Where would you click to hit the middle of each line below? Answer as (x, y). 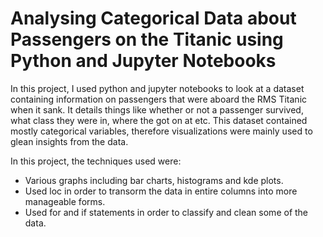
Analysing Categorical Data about (153, 18)
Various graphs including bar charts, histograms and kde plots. (154, 180)
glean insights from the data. (69, 141)
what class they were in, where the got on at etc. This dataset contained (159, 120)
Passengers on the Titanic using (147, 39)
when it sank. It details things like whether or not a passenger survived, (157, 109)
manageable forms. (65, 201)
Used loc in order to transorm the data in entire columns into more (161, 191)
